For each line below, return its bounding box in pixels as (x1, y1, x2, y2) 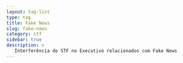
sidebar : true (6, 37, 42, 43)
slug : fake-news (6, 25, 47, 32)
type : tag (6, 14, 32, 20)
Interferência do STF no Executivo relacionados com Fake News (14, 48, 178, 54)
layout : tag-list (6, 8, 50, 15)
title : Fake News (6, 20, 50, 26)
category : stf (6, 31, 42, 37)
